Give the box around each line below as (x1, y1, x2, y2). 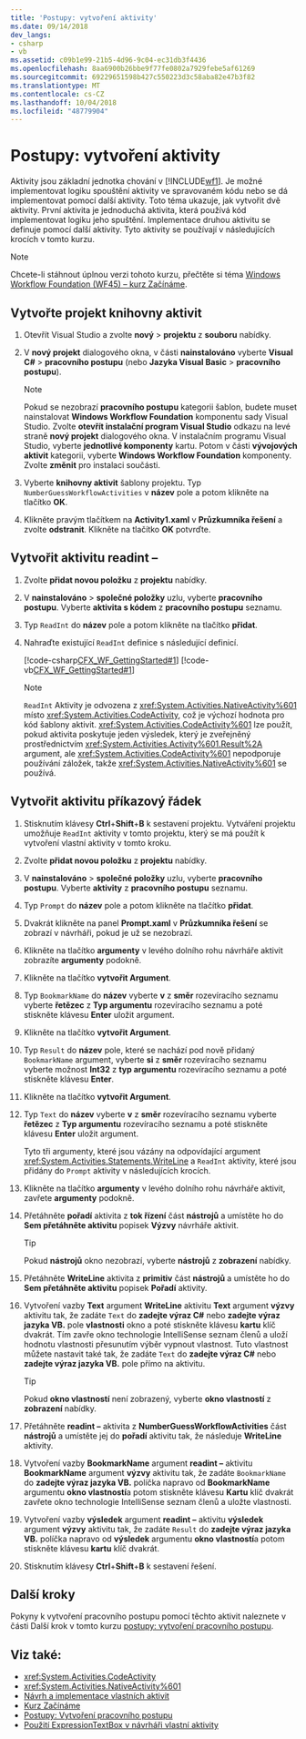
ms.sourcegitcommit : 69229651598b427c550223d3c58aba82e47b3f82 (10, 73, 256, 82)
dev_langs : (10, 30, 52, 39)
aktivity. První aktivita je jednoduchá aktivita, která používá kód (10, 205, 247, 216)
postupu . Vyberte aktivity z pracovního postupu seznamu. (23, 882, 249, 893)
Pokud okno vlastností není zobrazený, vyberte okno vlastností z (23, 1393, 271, 1404)
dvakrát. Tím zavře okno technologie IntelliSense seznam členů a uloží (23, 1328, 288, 1339)
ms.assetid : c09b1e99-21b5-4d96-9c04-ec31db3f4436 (10, 56, 207, 65)
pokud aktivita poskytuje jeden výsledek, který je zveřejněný (23, 728, 251, 739)
